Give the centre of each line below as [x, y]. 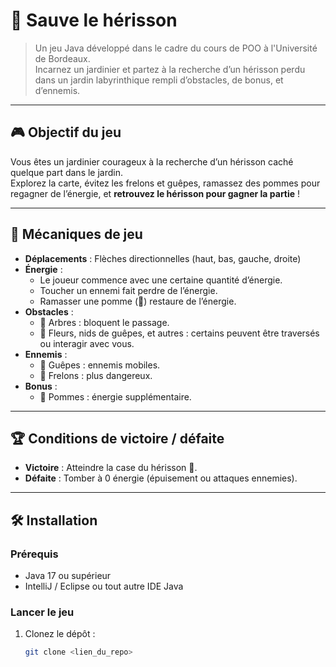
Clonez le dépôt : [60, 634]
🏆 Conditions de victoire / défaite [117, 438]
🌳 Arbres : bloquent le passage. [104, 322]
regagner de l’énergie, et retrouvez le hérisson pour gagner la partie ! [155, 193]
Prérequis [34, 554]
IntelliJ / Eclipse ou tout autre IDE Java [104, 586]
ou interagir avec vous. [87, 343]
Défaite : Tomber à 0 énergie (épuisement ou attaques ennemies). [161, 478]
